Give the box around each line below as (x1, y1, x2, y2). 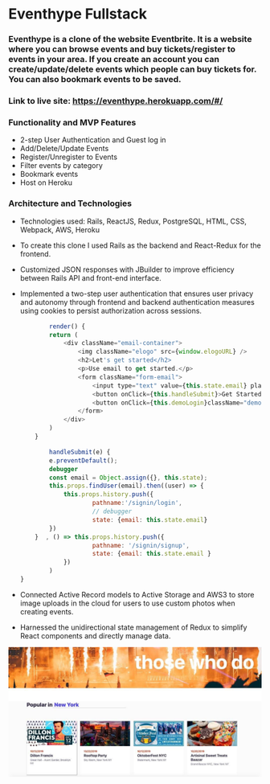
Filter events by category (19, 161, 103, 170)
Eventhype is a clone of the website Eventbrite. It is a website (8, 34, 252, 45)
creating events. (19, 606, 74, 616)
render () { (49, 322, 86, 330)
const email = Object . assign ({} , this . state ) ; (49, 474, 208, 482)
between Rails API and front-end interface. (19, 273, 162, 282)
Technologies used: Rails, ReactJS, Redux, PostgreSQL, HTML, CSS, (19, 216, 247, 226)
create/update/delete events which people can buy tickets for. (8, 64, 257, 75)
